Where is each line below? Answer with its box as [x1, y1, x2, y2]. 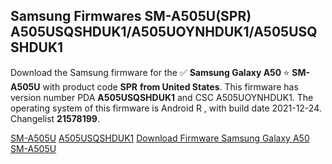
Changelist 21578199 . [10, 112, 100, 124]
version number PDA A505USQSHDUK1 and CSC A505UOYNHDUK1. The [10, 91, 314, 103]
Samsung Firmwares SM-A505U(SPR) [10, 8, 252, 25]
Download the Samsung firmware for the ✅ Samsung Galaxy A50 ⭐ [10, 66, 290, 78]
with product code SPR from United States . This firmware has [42, 80, 299, 93]
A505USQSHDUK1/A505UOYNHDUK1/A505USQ [10, 24, 318, 41]
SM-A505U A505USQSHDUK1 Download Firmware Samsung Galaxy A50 [10, 132, 310, 144]
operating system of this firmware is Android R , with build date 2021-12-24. [10, 102, 322, 114]
